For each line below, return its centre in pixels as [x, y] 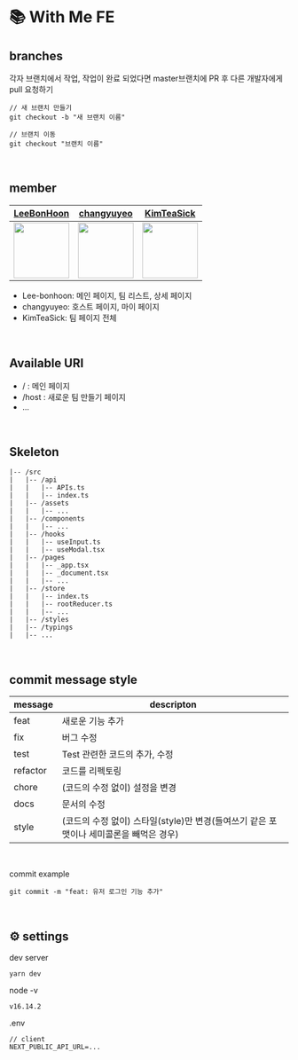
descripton [173, 704]
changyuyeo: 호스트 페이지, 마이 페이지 [90, 306]
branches [36, 55]
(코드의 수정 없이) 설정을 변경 [119, 788]
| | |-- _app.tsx [49, 565]
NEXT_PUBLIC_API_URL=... [55, 1048]
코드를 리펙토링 [92, 771]
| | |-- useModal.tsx [57, 550]
